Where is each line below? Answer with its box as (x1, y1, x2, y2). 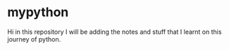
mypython (7, 4, 69, 20)
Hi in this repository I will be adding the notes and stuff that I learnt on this (7, 27, 222, 36)
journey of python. (7, 35, 61, 43)
